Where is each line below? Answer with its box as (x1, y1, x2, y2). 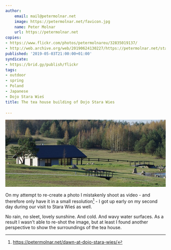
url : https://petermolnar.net (14, 30, 79, 35)
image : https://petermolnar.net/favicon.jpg (14, 19, 110, 24)
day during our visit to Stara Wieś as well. (5, 204, 93, 210)
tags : (5, 67, 17, 72)
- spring (5, 78, 24, 84)
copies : (5, 35, 22, 40)
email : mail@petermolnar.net (14, 13, 76, 19)
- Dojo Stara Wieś (5, 94, 44, 99)
